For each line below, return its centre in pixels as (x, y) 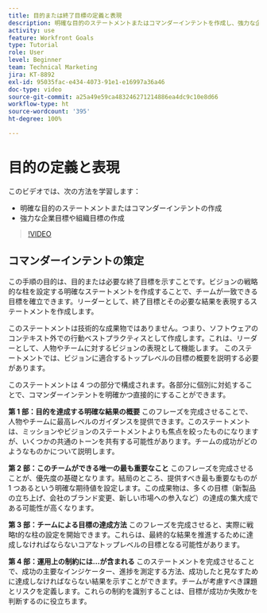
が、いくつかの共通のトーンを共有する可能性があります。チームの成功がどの (133, 441)
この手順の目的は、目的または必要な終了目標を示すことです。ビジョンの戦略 (133, 281)
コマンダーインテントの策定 (76, 261)
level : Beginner (35, 60)
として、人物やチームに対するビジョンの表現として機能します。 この (126, 348)
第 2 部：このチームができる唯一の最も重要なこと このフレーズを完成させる (131, 468)
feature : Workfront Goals (51, 38)
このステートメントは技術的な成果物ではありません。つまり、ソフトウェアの (133, 328)
